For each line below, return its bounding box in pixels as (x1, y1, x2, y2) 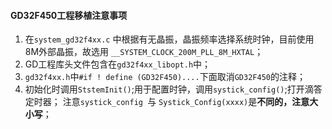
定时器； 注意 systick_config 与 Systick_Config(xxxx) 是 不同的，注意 (24, 96, 310, 108)
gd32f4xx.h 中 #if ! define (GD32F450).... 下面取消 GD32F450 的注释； (24, 71, 306, 83)
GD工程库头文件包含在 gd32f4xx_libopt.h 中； (24, 58, 212, 70)
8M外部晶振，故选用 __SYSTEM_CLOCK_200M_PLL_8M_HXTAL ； (24, 46, 264, 58)
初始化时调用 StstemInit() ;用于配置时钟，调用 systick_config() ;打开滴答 (24, 83, 323, 95)
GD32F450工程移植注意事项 (10, 9, 128, 21)
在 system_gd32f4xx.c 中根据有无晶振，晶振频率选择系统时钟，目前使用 (24, 33, 315, 45)
